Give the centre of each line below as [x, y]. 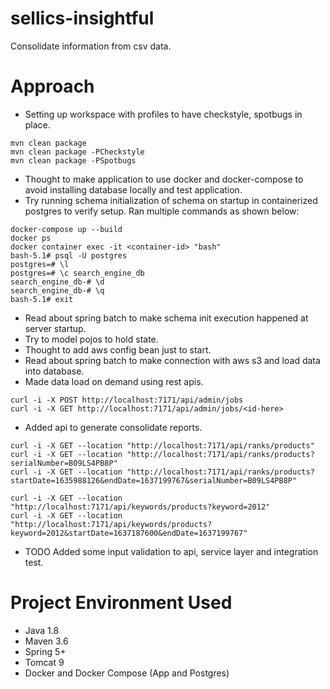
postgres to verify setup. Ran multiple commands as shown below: [162, 211]
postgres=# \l [40, 264]
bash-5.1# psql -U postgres [69, 255]
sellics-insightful [82, 18]
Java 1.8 [42, 630]
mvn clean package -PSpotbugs [73, 160]
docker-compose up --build [66, 229]
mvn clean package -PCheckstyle [77, 152]
